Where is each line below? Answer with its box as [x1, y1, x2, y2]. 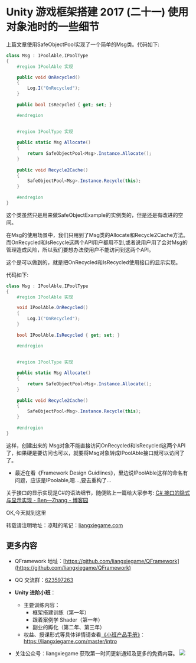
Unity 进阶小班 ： [14, 589, 56, 596]
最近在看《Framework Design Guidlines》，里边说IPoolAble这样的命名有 [14, 469, 188, 476]
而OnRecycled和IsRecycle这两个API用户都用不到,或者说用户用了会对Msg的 [6, 239, 188, 246]
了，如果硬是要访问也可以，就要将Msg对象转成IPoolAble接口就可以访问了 [6, 449, 185, 456]
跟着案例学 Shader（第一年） [32, 616, 103, 623]
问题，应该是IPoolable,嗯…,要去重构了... [14, 476, 112, 483]
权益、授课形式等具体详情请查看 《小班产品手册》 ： [23, 630, 146, 638]
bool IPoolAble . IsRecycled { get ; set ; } [17, 332, 120, 338]
